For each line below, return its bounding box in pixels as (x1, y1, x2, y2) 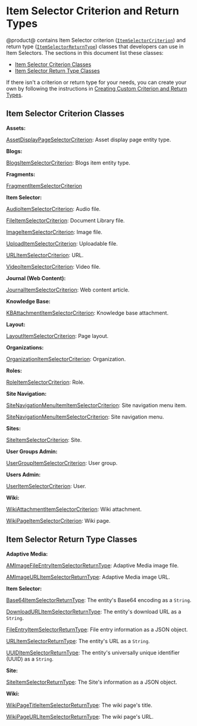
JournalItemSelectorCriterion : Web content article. (6, 286, 130, 293)
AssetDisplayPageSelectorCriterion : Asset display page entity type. (6, 136, 171, 143)
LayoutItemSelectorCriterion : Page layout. (6, 332, 109, 339)
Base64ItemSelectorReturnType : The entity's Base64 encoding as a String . (6, 596, 192, 603)
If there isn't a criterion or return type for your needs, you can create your (6, 79, 187, 86)
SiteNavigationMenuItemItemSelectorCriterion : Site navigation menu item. (6, 401, 187, 409)
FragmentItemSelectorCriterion (6, 182, 82, 189)
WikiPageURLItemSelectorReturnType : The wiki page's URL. (6, 713, 154, 720)
